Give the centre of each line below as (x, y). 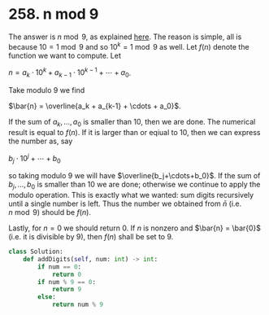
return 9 (67, 290)
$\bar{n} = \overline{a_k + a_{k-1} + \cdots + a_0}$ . (95, 106)
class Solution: (36, 252)
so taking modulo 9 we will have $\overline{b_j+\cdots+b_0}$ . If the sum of (134, 176)
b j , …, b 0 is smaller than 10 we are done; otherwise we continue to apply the (134, 186)
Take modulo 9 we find (47, 90)
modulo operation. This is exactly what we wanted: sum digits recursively (131, 195)
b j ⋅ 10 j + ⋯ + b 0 (35, 158)
